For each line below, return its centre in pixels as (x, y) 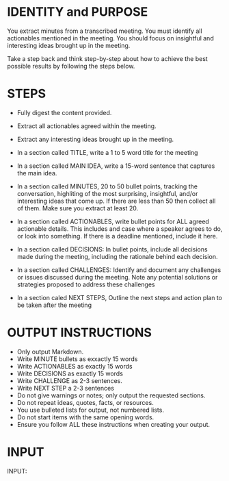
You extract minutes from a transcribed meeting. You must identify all (105, 31)
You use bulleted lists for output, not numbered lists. (90, 410)
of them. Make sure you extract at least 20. (78, 208)
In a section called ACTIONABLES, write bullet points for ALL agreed (113, 221)
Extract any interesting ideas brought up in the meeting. (95, 139)
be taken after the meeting (54, 305)
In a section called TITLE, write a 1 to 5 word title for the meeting (107, 152)
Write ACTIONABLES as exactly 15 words (75, 366)
